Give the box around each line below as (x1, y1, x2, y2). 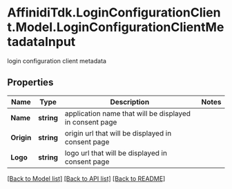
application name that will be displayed (64, 109, 191, 118)
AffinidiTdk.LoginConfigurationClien (7, 5, 221, 21)
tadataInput (7, 34, 76, 49)
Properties (7, 77, 54, 89)
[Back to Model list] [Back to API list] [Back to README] (7, 174, 166, 183)
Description (110, 97, 150, 107)
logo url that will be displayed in (64, 148, 168, 157)
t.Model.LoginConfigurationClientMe (7, 19, 224, 35)
